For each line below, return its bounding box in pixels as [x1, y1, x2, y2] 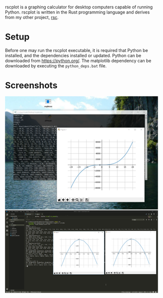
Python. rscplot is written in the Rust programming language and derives [5, 9, 150, 15]
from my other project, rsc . [5, 15, 59, 20]
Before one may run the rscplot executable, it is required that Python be [5, 47, 148, 53]
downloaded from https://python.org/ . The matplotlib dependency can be [5, 58, 151, 64]
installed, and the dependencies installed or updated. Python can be [5, 52, 142, 58]
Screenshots [5, 80, 58, 91]
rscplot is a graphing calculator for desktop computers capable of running [5, 4, 153, 10]
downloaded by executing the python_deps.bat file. [5, 63, 107, 68]
